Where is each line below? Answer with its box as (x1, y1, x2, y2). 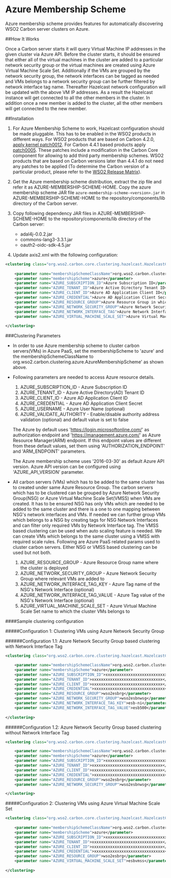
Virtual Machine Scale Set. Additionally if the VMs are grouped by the (5, 67, 151, 74)
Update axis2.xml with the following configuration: (12, 251, 119, 258)
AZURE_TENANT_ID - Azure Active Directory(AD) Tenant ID (20, 389, 145, 396)
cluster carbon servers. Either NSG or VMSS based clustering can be (12, 544, 158, 550)
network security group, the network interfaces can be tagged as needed (5, 73, 159, 79)
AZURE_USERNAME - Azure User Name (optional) (20, 406, 125, 412)
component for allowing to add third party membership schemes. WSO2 (12, 152, 164, 158)
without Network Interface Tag (5, 729, 70, 735)
